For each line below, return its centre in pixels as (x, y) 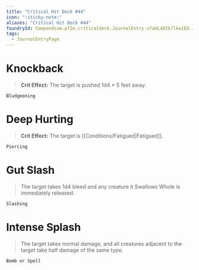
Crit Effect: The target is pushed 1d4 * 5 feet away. (83, 85)
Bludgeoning (21, 96)
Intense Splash (44, 227)
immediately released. (48, 193)
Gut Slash (31, 170)
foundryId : (20, 28)
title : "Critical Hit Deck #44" (46, 12)
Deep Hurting (40, 120)
